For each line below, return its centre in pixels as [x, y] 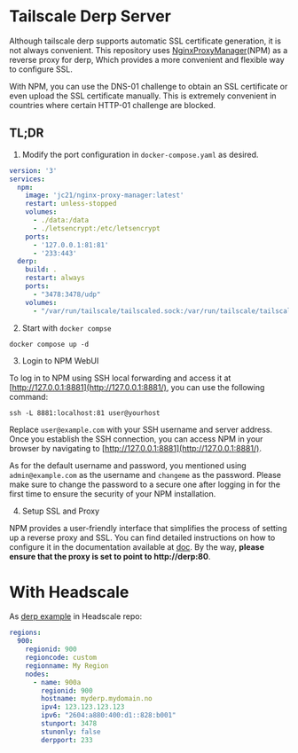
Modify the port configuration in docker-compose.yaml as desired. [140, 154]
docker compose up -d [49, 344]
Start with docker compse [67, 328]
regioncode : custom [61, 658]
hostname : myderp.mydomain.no [97, 699]
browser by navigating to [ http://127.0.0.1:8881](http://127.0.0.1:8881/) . [135, 448]
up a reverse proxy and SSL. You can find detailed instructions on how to [142, 537]
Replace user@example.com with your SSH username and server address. [141, 429]
